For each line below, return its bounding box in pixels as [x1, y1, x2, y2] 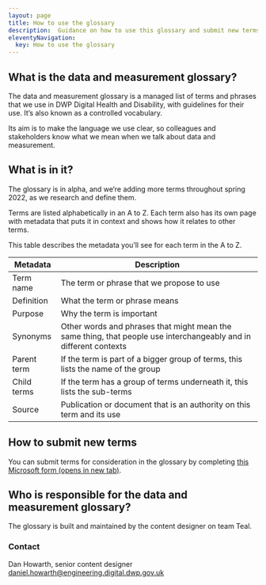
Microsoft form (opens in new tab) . [8, 465, 122, 475]
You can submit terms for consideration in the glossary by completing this [8, 457, 249, 466]
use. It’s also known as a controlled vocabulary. [8, 108, 162, 117]
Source [12, 404, 40, 415]
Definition [12, 294, 49, 306]
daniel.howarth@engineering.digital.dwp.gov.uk [8, 568, 165, 577]
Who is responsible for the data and [8, 488, 188, 501]
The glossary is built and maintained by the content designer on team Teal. [8, 522, 252, 531]
